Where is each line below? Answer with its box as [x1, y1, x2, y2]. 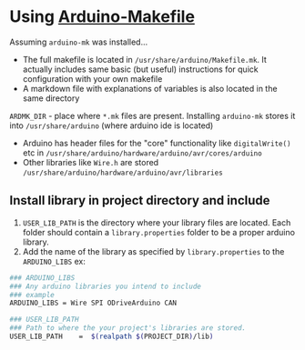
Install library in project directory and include [9, 193, 270, 208]
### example [9, 290, 55, 299]
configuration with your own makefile [22, 73, 163, 84]
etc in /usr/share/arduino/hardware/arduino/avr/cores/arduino [22, 147, 262, 158]
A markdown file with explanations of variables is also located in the [22, 83, 278, 94]
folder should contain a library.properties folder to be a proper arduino [22, 226, 296, 237]
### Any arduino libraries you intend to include [9, 282, 202, 291]
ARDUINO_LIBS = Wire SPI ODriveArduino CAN [9, 298, 178, 308]
